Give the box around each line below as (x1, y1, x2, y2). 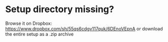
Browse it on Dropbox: (5, 20, 52, 26)
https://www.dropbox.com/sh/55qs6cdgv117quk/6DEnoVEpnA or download (5, 25, 163, 31)
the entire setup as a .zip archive (5, 31, 74, 37)
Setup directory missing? (5, 4, 115, 15)
